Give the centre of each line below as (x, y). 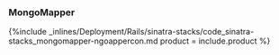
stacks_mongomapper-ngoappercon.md (83, 41)
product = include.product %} (215, 41)
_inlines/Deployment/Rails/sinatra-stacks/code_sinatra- (151, 32)
